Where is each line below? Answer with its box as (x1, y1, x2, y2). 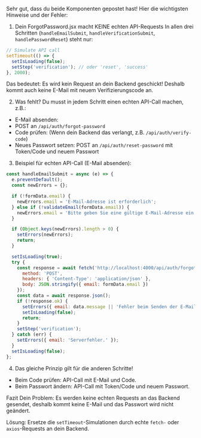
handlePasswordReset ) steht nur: (14, 36, 93, 42)
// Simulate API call (6, 47, 60, 53)
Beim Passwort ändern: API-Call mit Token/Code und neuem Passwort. (14, 382, 190, 390)
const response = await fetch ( (17, 264, 95, 271)
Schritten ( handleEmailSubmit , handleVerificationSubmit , (14, 29, 156, 36)
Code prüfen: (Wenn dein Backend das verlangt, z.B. (14, 129, 145, 136)
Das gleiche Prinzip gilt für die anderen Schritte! (14, 364, 133, 372)
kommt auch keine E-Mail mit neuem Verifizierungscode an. (6, 87, 154, 94)
